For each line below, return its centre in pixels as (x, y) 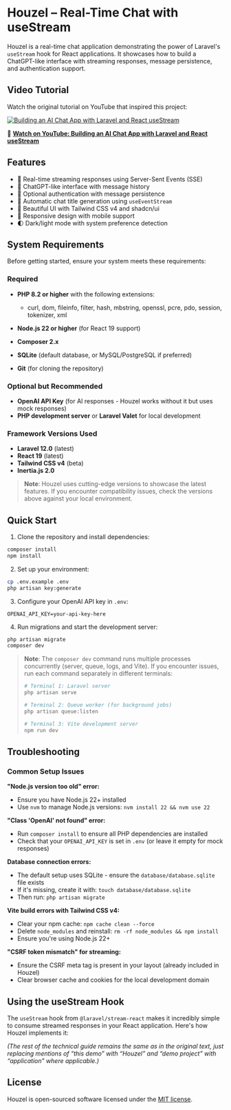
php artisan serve (50, 693)
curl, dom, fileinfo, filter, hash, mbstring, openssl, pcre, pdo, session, (124, 307)
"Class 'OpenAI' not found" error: (56, 820)
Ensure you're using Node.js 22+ (64, 938)
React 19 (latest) (40, 456)
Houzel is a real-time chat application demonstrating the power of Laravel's (114, 46)
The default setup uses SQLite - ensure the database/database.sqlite (116, 875)
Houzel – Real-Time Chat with (93, 13)
